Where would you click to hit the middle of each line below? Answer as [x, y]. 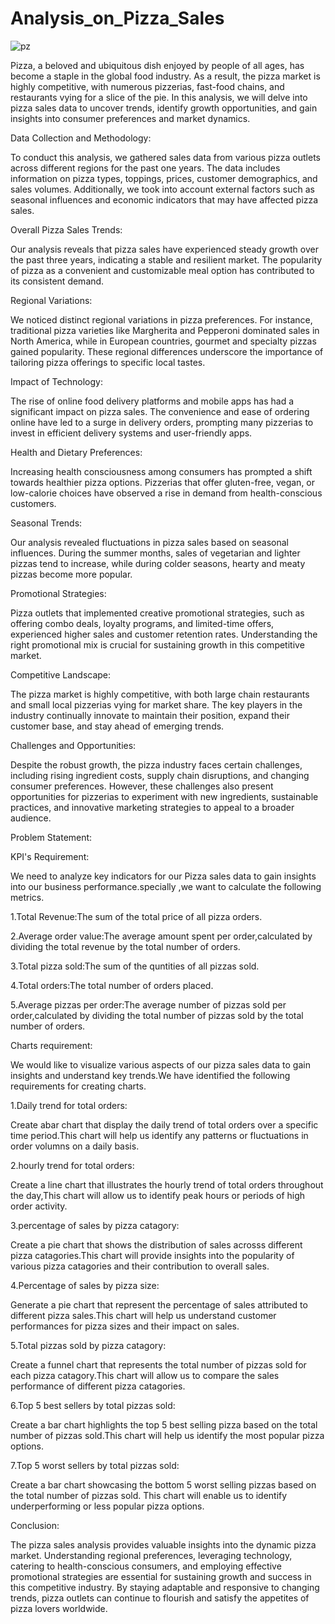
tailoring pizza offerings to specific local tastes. [108, 362]
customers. [33, 503]
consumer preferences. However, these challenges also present [142, 786]
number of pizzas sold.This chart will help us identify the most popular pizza [167, 1435]
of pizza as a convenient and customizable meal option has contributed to [162, 270]
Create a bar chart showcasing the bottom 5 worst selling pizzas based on [163, 1484]
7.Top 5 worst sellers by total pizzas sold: [95, 1465]
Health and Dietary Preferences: [76, 452]
